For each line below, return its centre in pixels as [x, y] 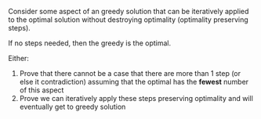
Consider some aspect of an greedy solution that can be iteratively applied [129, 11]
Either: [19, 58]
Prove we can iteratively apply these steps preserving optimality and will [136, 98]
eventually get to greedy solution [72, 106]
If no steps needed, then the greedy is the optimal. [89, 43]
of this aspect [42, 90]
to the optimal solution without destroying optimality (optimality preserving [128, 20]
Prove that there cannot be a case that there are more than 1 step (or [130, 73]
